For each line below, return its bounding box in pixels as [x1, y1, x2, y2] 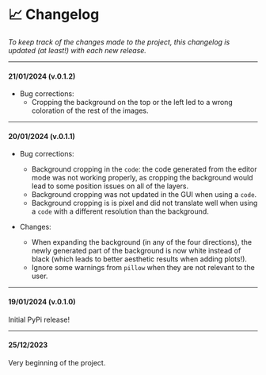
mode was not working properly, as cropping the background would [31, 173, 253, 183]
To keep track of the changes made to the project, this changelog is [8, 37, 230, 47]
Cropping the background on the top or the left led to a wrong [31, 98, 234, 107]
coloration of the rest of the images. [31, 106, 149, 115]
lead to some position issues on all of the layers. [31, 181, 188, 191]
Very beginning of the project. [8, 358, 106, 367]
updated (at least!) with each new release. [8, 45, 146, 55]
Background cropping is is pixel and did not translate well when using [31, 199, 258, 208]
